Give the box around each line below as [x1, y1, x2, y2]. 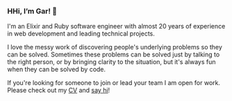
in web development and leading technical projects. [7, 29, 155, 38]
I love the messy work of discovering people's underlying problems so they [7, 43, 222, 52]
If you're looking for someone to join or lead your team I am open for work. [7, 79, 221, 87]
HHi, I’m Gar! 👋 [7, 6, 58, 16]
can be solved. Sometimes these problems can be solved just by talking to [7, 50, 220, 59]
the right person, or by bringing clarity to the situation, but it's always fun [7, 58, 216, 66]
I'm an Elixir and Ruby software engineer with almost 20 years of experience [7, 22, 226, 31]
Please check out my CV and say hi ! [7, 86, 110, 95]
